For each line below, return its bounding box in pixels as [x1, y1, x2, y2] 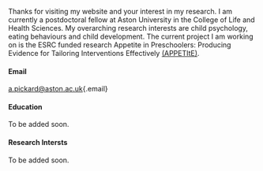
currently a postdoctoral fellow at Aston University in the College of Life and [8, 15, 255, 24]
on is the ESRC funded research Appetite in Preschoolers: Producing [8, 40, 231, 50]
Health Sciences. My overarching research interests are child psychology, [8, 24, 249, 32]
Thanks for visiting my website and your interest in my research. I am [8, 7, 233, 16]
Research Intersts [8, 138, 68, 147]
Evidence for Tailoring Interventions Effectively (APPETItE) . [8, 49, 200, 58]
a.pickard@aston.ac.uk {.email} [8, 84, 108, 94]
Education [8, 102, 43, 111]
